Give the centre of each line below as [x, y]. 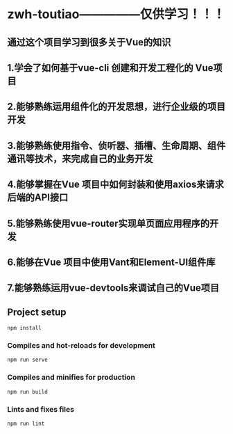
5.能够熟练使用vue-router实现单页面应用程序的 [109, 223]
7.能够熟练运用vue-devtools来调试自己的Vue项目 [113, 288]
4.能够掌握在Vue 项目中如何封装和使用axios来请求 [115, 185]
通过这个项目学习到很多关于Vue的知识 [89, 42]
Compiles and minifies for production [71, 378]
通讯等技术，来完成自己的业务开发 [80, 158]
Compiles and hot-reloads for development [81, 346]
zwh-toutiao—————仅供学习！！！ [116, 14]
